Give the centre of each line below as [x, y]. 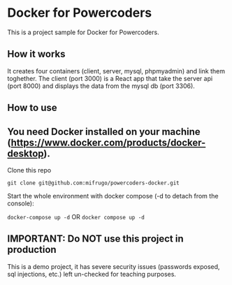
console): [21, 203]
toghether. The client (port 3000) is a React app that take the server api [110, 78]
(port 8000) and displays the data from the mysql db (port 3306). [101, 86]
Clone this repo [29, 170]
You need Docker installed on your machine [104, 132]
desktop [26, 153]
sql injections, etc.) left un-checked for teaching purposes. [92, 274]
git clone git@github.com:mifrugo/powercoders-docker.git [93, 183]
